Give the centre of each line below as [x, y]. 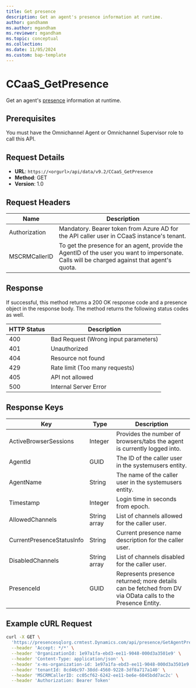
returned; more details [147, 581]
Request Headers [38, 202]
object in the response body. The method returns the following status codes [97, 309]
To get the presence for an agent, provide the [121, 245]
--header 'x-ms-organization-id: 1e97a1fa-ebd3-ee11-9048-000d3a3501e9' [101, 664]
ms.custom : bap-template [36, 55]
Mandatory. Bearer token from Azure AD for [119, 229]
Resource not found [78, 358]
